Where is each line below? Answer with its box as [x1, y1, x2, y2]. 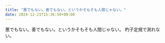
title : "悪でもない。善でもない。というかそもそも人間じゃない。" [5, 7, 126, 12]
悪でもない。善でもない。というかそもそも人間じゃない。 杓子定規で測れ [5, 26, 156, 32]
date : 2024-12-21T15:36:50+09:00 [5, 12, 75, 17]
